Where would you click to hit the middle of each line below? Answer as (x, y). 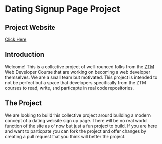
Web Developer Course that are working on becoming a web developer (78, 72)
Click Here (16, 39)
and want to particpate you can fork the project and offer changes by (76, 131)
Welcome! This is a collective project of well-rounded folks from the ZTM (80, 67)
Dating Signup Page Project (63, 9)
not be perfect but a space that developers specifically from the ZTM (76, 82)
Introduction (25, 55)
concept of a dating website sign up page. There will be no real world (76, 120)
